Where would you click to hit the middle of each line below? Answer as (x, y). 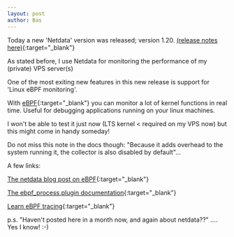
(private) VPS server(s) (40, 68)
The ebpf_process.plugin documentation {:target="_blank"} (92, 192)
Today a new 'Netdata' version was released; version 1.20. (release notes (112, 40)
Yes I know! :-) (28, 227)
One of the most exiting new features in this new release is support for (109, 82)
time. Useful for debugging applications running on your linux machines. (111, 110)
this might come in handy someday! (59, 131)
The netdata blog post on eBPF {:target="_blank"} (78, 179)
